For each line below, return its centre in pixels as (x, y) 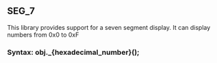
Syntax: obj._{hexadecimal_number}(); (73, 52)
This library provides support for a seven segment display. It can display (109, 27)
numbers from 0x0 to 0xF (43, 35)
